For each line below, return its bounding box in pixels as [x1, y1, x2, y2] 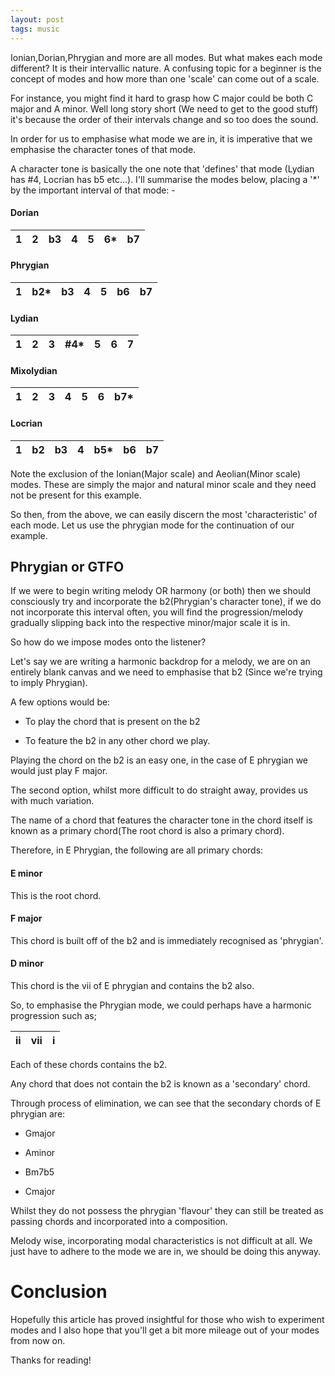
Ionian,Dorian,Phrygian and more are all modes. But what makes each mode [10, 51, 323, 63]
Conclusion [10, 1281, 108, 1303]
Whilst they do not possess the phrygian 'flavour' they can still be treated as [10, 1204, 324, 1216]
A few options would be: [10, 696, 111, 708]
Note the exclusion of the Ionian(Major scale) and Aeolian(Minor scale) [10, 467, 302, 480]
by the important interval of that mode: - [10, 184, 176, 196]
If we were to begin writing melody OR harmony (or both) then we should [10, 585, 312, 597]
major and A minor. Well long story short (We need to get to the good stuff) [10, 102, 319, 115]
